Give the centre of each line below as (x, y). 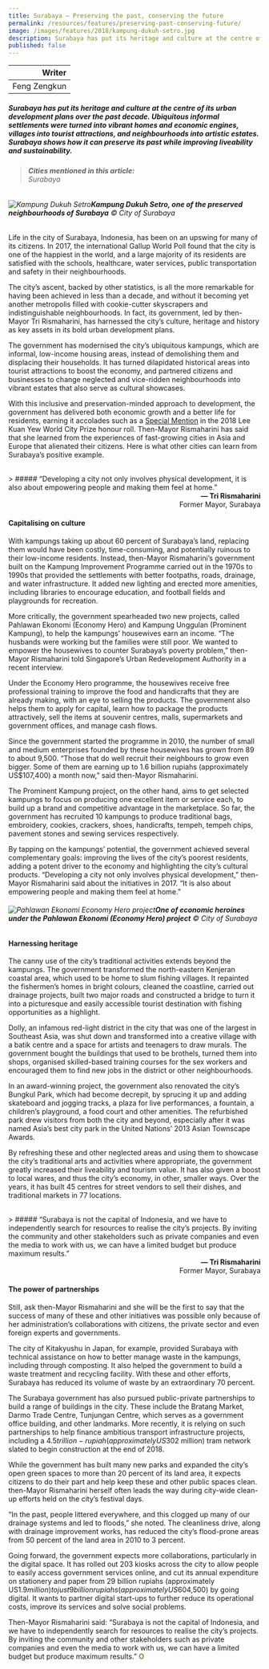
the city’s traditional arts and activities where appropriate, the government (130, 1162)
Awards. (22, 1138)
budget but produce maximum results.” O (76, 1656)
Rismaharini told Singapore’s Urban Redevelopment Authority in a (139, 658)
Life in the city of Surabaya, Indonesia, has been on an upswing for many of (133, 238)
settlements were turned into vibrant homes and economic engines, (124, 124)
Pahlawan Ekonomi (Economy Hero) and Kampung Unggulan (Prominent (127, 625)
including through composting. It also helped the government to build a (125, 1365)
